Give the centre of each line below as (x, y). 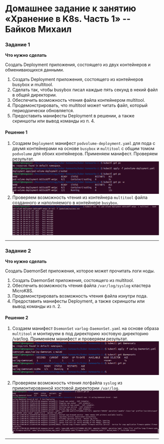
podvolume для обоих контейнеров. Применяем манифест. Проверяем (85, 153)
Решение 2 (17, 317)
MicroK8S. (23, 291)
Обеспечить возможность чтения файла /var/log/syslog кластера (81, 285)
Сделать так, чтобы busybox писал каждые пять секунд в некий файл (85, 90)
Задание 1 (18, 45)
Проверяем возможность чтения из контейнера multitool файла (80, 198)
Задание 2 (18, 251)
